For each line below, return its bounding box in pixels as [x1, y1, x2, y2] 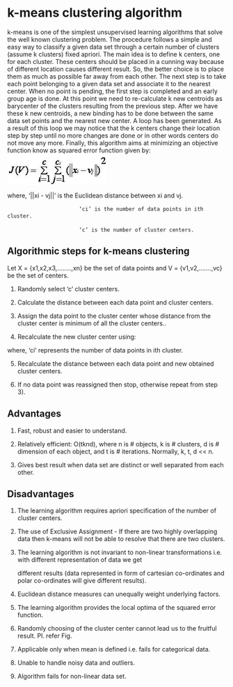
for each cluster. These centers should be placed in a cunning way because [7, 57, 225, 65]
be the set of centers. [7, 271, 69, 280]
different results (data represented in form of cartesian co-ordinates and [17, 569, 225, 578]
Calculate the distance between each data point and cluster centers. [17, 298, 214, 307]
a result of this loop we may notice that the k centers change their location [7, 124, 220, 132]
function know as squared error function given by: [7, 146, 151, 154]
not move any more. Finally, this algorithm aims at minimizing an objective [7, 138, 218, 147]
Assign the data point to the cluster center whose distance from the [17, 312, 211, 320]
